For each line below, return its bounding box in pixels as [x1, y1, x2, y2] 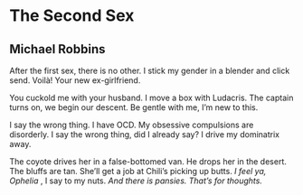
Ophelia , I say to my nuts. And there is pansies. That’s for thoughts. [9, 175, 262, 186]
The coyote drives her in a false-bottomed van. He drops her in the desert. [9, 156, 287, 167]
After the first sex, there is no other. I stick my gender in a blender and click [9, 65, 290, 76]
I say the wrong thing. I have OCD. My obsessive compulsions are [9, 119, 254, 130]
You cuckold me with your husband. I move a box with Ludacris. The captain [9, 92, 294, 103]
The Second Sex [9, 5, 135, 26]
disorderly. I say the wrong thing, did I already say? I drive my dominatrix [9, 129, 280, 140]
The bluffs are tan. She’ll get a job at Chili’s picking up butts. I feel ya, [9, 166, 267, 176]
